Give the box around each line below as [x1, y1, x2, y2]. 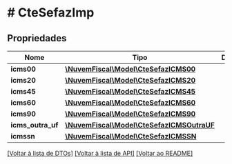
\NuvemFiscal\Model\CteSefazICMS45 [65, 87, 196, 96]
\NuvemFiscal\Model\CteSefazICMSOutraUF [65, 121, 215, 130]
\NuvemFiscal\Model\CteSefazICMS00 [65, 64, 196, 74]
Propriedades [7, 32, 67, 44]
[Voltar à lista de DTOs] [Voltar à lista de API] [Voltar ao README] [7, 150, 193, 157]
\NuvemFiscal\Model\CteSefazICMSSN [65, 132, 197, 141]
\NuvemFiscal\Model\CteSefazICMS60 [65, 98, 196, 107]
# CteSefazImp [7, 5, 95, 21]
